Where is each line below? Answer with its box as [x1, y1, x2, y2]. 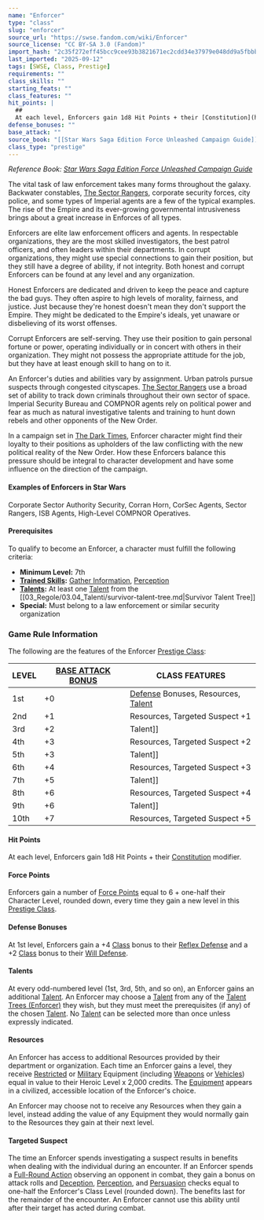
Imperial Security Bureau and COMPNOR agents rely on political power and [8, 399, 251, 408]
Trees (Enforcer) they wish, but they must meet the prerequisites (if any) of [8, 1000, 251, 1009]
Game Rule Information [8, 628, 98, 639]
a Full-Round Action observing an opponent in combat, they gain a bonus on [8, 1170, 255, 1179]
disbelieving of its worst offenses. [8, 319, 118, 328]
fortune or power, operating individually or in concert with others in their [8, 343, 242, 352]
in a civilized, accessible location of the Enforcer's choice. [8, 1086, 196, 1096]
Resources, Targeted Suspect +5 [129, 813, 251, 824]
